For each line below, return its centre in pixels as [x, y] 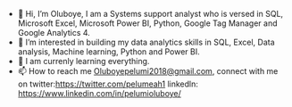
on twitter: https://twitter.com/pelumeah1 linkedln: [108, 84]
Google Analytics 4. [54, 33]
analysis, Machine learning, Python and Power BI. [108, 52]
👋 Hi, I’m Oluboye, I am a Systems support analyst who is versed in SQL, [150, 14]
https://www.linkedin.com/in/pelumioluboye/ [99, 93]
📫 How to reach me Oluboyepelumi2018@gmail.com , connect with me [148, 71]
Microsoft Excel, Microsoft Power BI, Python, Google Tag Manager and [147, 23]
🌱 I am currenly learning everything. [83, 61]
